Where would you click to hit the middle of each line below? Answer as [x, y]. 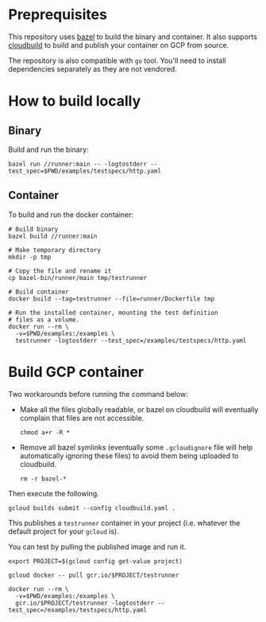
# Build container [39, 292]
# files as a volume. [44, 320]
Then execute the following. [54, 493]
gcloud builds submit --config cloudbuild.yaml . [92, 508]
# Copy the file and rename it [60, 271]
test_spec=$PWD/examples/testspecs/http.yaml [85, 171]
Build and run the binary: [48, 150]
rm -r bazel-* [43, 479]
